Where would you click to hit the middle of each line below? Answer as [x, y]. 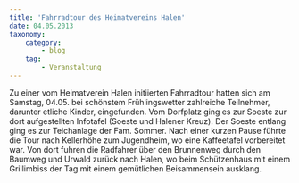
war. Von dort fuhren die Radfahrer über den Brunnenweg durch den [135, 149]
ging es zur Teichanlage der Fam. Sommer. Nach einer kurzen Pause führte [148, 130]
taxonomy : [28, 34]
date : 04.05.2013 [42, 26]
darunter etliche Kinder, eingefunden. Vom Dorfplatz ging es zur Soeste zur [148, 112]
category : [44, 42]
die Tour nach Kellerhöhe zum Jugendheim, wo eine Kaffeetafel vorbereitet [147, 140]
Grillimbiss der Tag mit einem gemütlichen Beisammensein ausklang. [135, 168]
